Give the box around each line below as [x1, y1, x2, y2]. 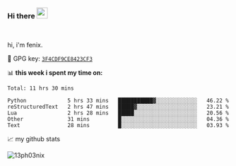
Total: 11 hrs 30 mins [7, 85, 74, 92]
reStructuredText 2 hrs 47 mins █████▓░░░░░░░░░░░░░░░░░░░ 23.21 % [7, 103, 230, 111]
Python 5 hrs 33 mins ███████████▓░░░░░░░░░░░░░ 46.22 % [7, 97, 230, 105]
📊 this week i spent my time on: [7, 69, 103, 77]
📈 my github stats [7, 135, 61, 143]
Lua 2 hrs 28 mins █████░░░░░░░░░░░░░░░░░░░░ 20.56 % [7, 109, 230, 117]
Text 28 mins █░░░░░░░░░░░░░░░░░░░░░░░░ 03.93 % [7, 122, 230, 129]
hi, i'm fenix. [7, 41, 43, 49]
